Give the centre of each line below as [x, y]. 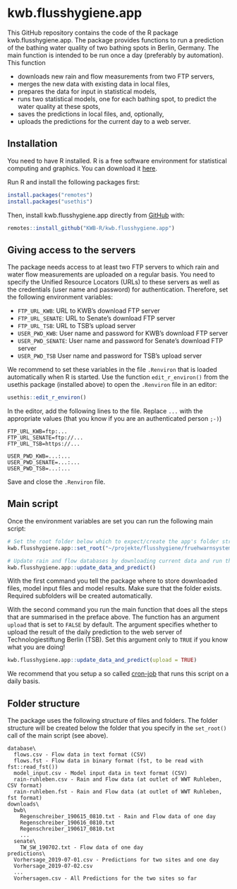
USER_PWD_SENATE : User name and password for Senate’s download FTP [120, 341]
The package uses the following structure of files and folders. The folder [113, 721]
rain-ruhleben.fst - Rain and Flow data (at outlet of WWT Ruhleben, [118, 792]
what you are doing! [36, 647]
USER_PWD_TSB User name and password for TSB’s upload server [110, 356]
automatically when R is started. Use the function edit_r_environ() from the [118, 377]
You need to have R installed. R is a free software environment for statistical [117, 161]
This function [26, 62]
